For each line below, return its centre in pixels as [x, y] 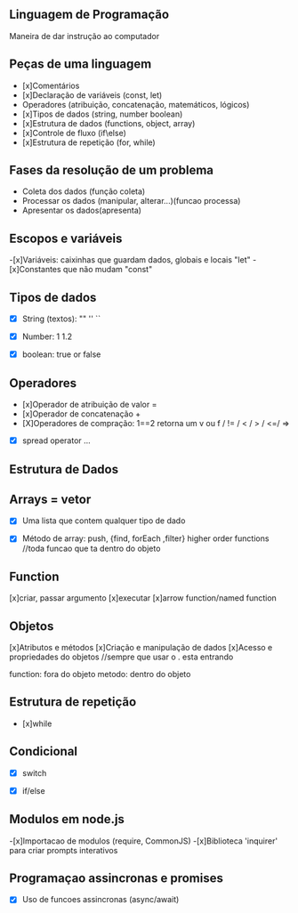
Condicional [44, 751]
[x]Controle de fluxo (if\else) [74, 133]
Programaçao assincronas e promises [117, 879]
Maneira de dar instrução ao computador [85, 36]
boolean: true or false [61, 354]
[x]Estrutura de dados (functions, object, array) [109, 123]
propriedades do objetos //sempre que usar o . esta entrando [121, 657]
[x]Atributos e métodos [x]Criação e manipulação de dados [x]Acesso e [141, 648]
